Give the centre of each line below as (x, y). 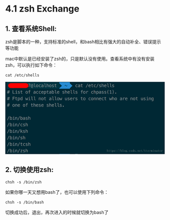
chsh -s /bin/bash (25, 202)
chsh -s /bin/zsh (24, 182)
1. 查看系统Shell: (31, 29)
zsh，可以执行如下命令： (31, 65)
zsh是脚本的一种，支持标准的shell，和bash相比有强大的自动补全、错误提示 (83, 42)
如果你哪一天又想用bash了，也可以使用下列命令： (57, 192)
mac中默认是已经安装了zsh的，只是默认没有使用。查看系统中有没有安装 (80, 59)
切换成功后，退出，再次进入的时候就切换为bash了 (57, 212)
